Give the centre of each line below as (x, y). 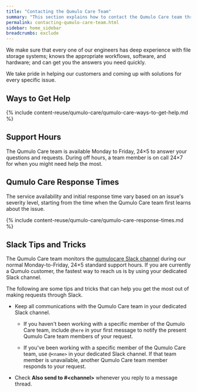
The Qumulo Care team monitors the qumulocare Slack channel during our (96, 259)
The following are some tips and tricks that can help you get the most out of (98, 289)
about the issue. (26, 209)
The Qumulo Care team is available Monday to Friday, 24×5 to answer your (96, 151)
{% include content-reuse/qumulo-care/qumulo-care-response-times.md (95, 220)
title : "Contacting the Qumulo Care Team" (59, 11)
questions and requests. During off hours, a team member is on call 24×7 (94, 157)
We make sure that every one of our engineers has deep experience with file (98, 50)
